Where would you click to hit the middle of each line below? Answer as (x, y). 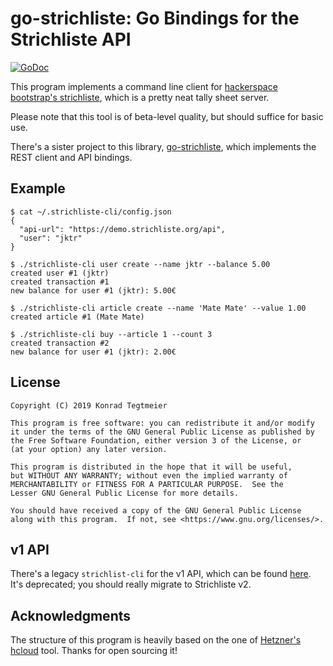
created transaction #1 (60, 282)
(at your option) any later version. (89, 449)
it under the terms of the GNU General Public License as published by (162, 432)
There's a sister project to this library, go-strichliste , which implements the (163, 146)
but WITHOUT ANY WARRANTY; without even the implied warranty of (149, 475)
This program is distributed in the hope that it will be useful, (151, 467)
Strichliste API (71, 39)
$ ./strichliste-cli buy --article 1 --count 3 (111, 334)
